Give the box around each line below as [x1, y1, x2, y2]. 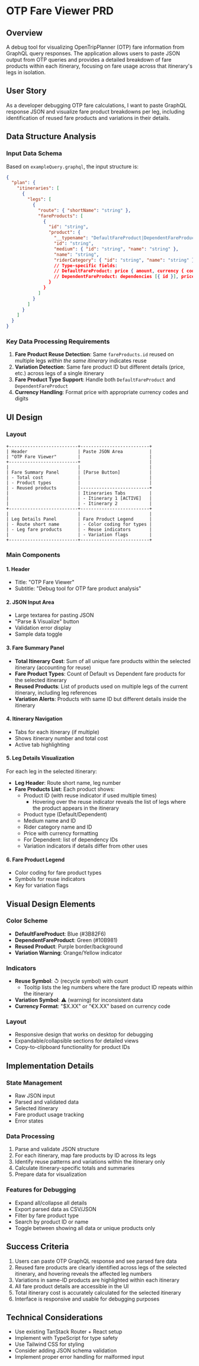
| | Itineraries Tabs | [6, 490, 152, 496]
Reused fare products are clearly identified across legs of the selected [14, 1263, 187, 1271]
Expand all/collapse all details [14, 1199, 87, 1206]
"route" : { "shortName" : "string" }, [37, 207, 131, 213]
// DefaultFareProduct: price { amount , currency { [53, 268, 184, 274]
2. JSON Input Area [6, 598, 54, 606]
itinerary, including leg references [14, 689, 97, 696]
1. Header [6, 565, 30, 572]
